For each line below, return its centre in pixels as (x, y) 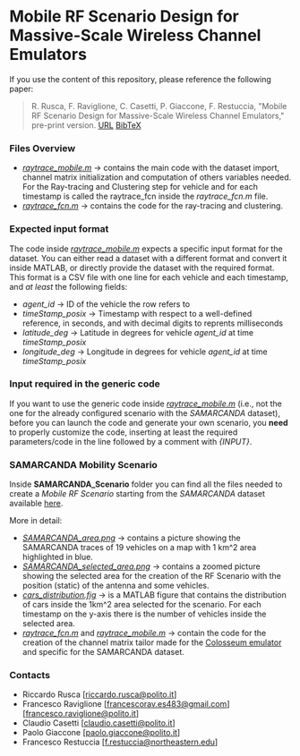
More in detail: (36, 521)
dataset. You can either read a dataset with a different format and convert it (148, 258)
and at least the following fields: (69, 286)
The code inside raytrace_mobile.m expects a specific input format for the (146, 249)
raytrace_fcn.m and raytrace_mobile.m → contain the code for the (144, 633)
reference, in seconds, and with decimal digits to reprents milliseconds (153, 323)
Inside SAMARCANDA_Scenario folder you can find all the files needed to (146, 484)
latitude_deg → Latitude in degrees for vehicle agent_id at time (137, 332)
